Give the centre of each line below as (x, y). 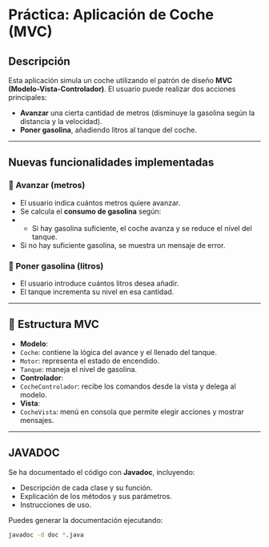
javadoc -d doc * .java (46, 535)
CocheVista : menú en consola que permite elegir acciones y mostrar (132, 411)
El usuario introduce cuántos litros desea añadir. (99, 283)
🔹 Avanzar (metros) (47, 186)
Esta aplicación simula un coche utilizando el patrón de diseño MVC (120, 80)
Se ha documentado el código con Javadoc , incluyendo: (102, 472)
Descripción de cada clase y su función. (86, 487)
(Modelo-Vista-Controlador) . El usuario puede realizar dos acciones (122, 89)
